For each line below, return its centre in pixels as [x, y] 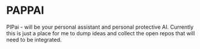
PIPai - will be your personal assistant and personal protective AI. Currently [100, 27]
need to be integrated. [34, 39]
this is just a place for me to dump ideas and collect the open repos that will [101, 33]
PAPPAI [25, 10]
